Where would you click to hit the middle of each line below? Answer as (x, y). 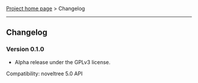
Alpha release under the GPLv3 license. (62, 62)
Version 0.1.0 (25, 49)
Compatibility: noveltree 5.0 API (44, 74)
